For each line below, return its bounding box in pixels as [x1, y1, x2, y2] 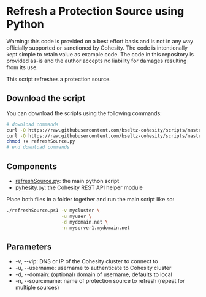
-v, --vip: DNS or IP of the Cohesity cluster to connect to [15, 258, 158, 265]
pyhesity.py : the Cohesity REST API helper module [15, 184, 143, 191]
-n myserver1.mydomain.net [61, 225, 131, 231]
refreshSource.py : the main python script [15, 177, 120, 184]
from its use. [6, 63, 38, 71]
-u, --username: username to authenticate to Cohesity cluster [15, 265, 172, 272]
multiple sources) [15, 284, 59, 291]
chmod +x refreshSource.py [6, 138, 75, 145]
